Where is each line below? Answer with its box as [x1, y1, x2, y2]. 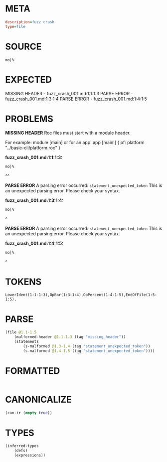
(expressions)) [14, 453, 46, 458]
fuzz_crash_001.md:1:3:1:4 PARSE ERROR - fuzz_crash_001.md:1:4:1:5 [5, 96, 147, 102]
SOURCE [5, 41, 42, 52]
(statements [14, 339, 39, 344]
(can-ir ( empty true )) [5, 410, 52, 415]
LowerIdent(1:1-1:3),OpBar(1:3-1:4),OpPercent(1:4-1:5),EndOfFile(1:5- [5, 293, 157, 298]
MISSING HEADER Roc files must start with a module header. [5, 130, 131, 136]
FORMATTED [5, 365, 60, 376]
